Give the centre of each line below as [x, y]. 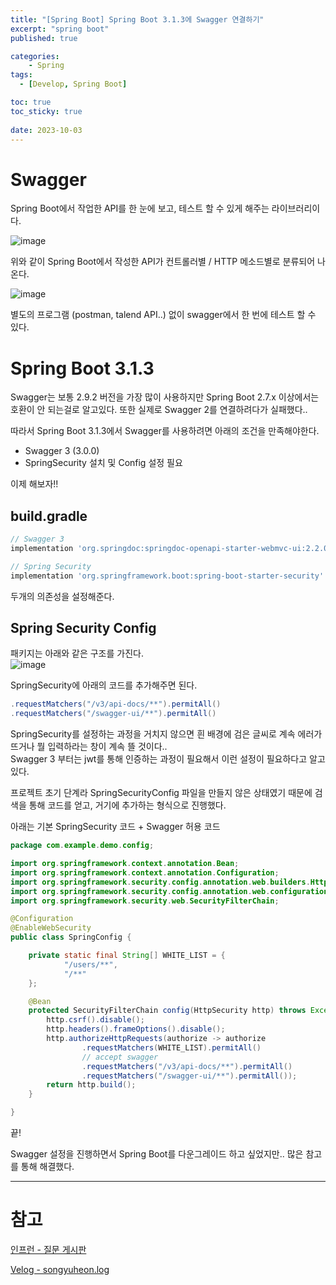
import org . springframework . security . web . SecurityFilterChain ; [145, 901]
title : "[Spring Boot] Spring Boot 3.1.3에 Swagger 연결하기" [137, 19]
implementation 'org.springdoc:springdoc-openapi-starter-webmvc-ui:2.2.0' [171, 548]
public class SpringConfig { [71, 937]
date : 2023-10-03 [46, 130]
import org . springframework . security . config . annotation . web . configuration [169, 891]
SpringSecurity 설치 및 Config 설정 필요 [103, 463]
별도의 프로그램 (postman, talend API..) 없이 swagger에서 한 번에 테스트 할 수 [163, 315]
